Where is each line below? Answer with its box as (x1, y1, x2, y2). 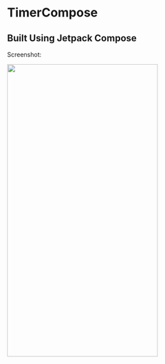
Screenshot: (7, 50, 42, 58)
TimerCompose (7, 5, 98, 21)
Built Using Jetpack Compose (7, 32, 137, 44)
